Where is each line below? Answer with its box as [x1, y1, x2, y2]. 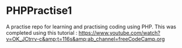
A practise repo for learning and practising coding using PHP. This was [6, 23, 177, 30]
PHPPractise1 [6, 4, 72, 17]
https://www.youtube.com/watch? [78, 29, 160, 36]
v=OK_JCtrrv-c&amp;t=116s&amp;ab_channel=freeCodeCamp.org [6, 35, 165, 42]
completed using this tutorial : [6, 29, 78, 36]
